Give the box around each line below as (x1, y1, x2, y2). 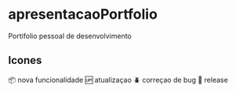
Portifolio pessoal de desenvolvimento (8, 31, 132, 41)
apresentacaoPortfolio (8, 5, 158, 23)
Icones (8, 54, 42, 67)
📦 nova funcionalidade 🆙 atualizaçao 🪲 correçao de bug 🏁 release (8, 75, 229, 84)
